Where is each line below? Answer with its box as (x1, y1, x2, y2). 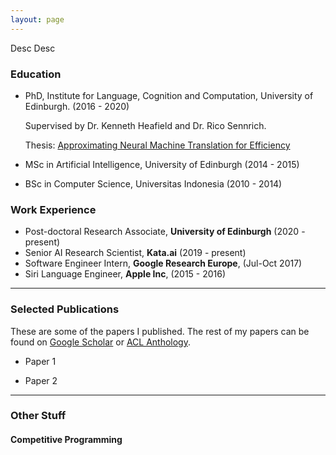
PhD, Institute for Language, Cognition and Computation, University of (24, 89, 314, 101)
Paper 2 (24, 374, 58, 386)
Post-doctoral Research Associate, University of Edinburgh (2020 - (24, 226, 306, 238)
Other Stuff (10, 409, 67, 423)
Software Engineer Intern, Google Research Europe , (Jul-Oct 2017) (24, 257, 303, 270)
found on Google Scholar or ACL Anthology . (10, 336, 192, 348)
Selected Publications (10, 302, 120, 316)
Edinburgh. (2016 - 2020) (24, 100, 130, 112)
